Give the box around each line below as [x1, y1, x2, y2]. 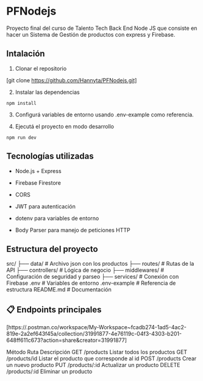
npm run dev [6, 134, 37, 141]
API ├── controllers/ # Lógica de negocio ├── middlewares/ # [6, 266, 165, 274]
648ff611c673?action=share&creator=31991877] [6, 336, 127, 344]
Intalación [6, 49, 45, 59]
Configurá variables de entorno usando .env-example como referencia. [15, 111, 194, 118]
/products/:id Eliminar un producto [6, 368, 93, 376]
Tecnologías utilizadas [6, 151, 94, 162]
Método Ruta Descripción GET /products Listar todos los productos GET [6, 349, 188, 356]
